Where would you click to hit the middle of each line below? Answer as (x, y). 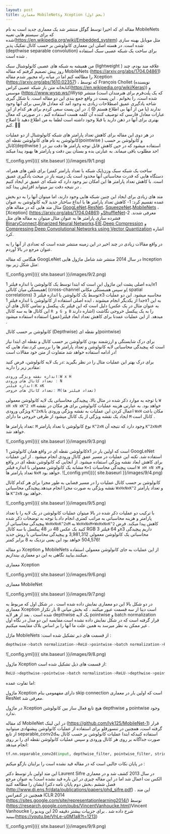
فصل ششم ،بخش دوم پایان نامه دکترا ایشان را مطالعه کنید (61, 784)
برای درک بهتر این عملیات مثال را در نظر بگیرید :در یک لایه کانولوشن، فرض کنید (80, 362)
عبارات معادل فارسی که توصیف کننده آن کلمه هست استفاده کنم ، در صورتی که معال (85, 114)
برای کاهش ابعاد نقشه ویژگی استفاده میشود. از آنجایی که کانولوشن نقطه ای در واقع (84, 462)
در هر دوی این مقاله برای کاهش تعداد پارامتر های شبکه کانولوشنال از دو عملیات (80, 135)
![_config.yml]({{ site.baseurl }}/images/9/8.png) (56, 654)
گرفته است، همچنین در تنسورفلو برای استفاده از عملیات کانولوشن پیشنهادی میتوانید (84, 728)
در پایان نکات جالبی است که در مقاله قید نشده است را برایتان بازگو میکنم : (75, 763)
